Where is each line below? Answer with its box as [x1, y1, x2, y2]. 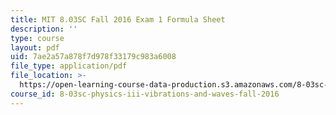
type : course [10, 33, 65, 43]
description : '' [10, 24, 78, 34]
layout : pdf [10, 42, 60, 53]
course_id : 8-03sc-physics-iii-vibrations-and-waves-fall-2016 [10, 89, 280, 99]
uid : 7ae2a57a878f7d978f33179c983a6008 [10, 52, 177, 62]
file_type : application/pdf [10, 61, 128, 71]
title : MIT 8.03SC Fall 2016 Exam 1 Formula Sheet [10, 14, 226, 25]
